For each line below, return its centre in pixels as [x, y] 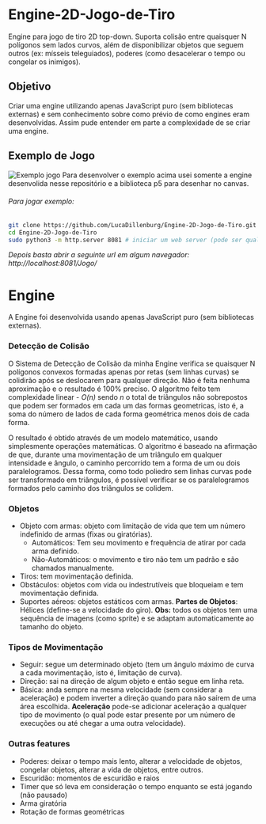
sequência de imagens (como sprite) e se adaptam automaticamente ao [137, 618]
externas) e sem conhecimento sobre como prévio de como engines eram [129, 114]
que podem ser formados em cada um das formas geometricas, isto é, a [126, 405]
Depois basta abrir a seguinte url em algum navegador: [99, 255]
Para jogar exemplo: [42, 201]
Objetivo [30, 87]
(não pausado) [44, 795]
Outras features [39, 744]
